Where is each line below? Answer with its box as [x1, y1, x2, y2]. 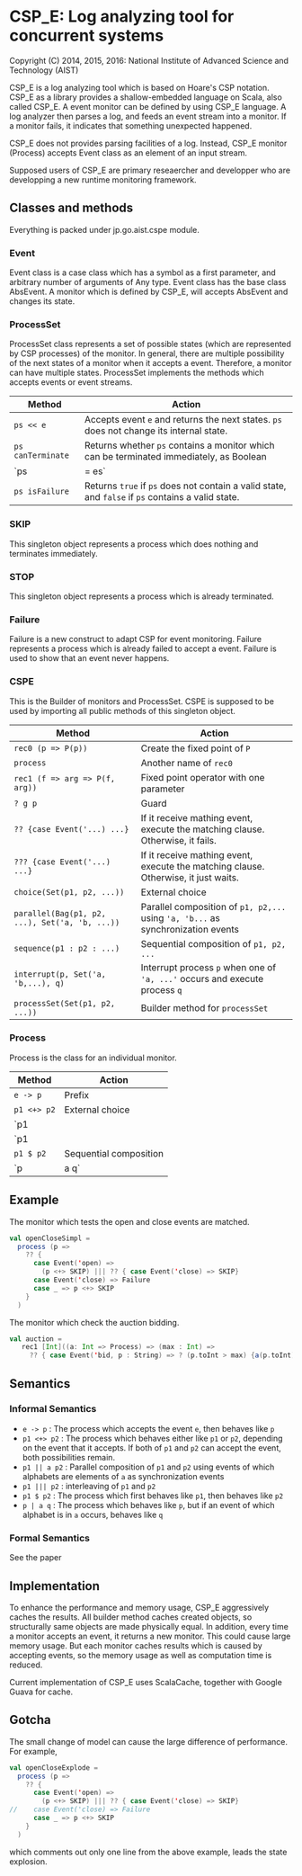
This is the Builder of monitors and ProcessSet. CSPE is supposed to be [9, 695, 274, 707]
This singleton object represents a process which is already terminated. [9, 591, 274, 602]
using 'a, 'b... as [140, 911, 220, 924]
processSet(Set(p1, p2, [13, 998, 116, 1008]
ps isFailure [13, 487, 70, 496]
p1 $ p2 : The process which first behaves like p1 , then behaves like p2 [22, 1490, 284, 1501]
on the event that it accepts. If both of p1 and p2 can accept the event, [22, 1442, 281, 1453]
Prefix [64, 1088, 90, 1101]
